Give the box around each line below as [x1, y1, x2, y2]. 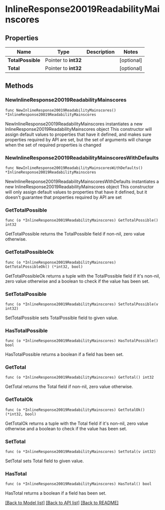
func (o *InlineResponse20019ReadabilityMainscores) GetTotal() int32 [5, 375, 154, 380]
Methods [5, 82, 34, 90]
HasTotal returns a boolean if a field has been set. [5, 490, 107, 496]
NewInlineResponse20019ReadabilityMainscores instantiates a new [5, 120, 143, 127]
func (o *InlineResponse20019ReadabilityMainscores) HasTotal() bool [5, 482, 152, 487]
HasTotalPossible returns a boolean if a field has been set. [5, 351, 124, 357]
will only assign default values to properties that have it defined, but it [5, 189, 147, 195]
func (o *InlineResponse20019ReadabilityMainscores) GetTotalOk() [5, 407, 145, 412]
